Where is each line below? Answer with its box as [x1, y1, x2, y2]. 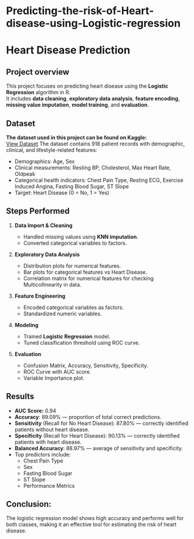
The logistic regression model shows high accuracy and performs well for [6, 515, 184, 522]
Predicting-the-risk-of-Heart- [6, 4, 154, 18]
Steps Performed [6, 206, 70, 216]
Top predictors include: [14, 451, 71, 458]
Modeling [14, 321, 39, 328]
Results [6, 391, 35, 401]
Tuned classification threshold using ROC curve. [23, 339, 140, 346]
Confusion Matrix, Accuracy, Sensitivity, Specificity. [23, 362, 148, 369]
